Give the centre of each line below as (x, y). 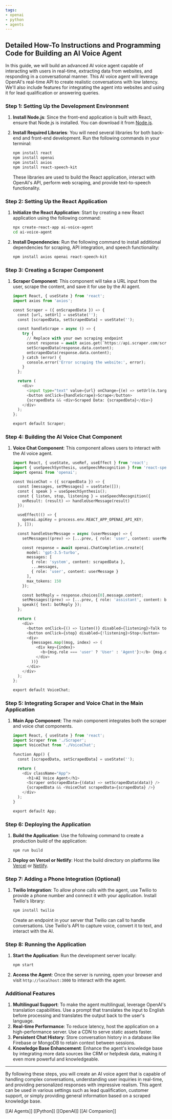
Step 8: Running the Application (46, 944)
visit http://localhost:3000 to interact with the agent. (69, 980)
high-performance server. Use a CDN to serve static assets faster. (82, 1032)
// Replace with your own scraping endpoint (75, 339)
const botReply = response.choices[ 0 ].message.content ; (83, 595)
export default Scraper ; (39, 424)
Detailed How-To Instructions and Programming (83, 45)
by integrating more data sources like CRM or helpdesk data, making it (87, 1054)
